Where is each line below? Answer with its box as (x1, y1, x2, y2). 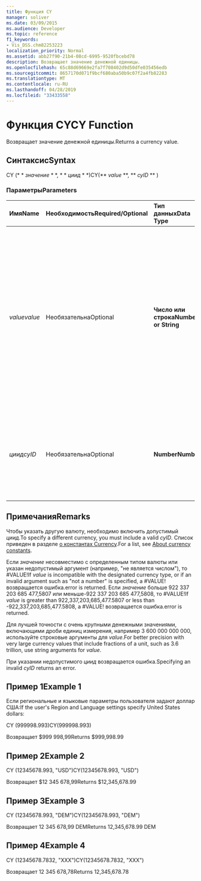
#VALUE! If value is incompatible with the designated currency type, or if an (6, 571, 191, 578)
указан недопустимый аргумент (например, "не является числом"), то (6, 565, 187, 572)
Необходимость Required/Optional (45, 209, 148, 218)
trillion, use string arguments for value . (6, 646, 102, 653)
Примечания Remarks (6, 512, 91, 522)
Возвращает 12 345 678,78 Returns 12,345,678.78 (6, 868, 129, 875)
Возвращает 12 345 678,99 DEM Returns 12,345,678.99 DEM (6, 823, 156, 831)
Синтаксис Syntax (6, 155, 76, 165)
